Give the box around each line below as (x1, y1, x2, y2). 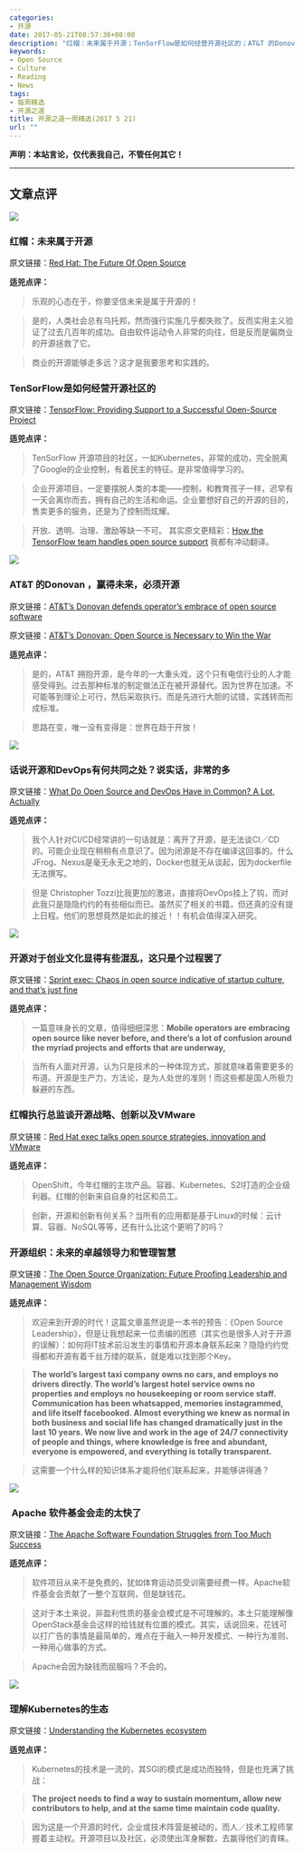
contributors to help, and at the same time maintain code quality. (31, 1803, 280, 1814)
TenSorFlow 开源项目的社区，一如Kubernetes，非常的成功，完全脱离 (31, 453, 289, 464)
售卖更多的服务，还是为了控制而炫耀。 (31, 505, 175, 517)
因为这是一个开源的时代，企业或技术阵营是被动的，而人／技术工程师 (31, 1821, 286, 1833)
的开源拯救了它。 (31, 338, 96, 349)
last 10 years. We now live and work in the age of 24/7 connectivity (31, 1426, 289, 1437)
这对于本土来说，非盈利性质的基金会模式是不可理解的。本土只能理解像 (31, 1608, 294, 1619)
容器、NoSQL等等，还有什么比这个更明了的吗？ (47, 1221, 225, 1232)
